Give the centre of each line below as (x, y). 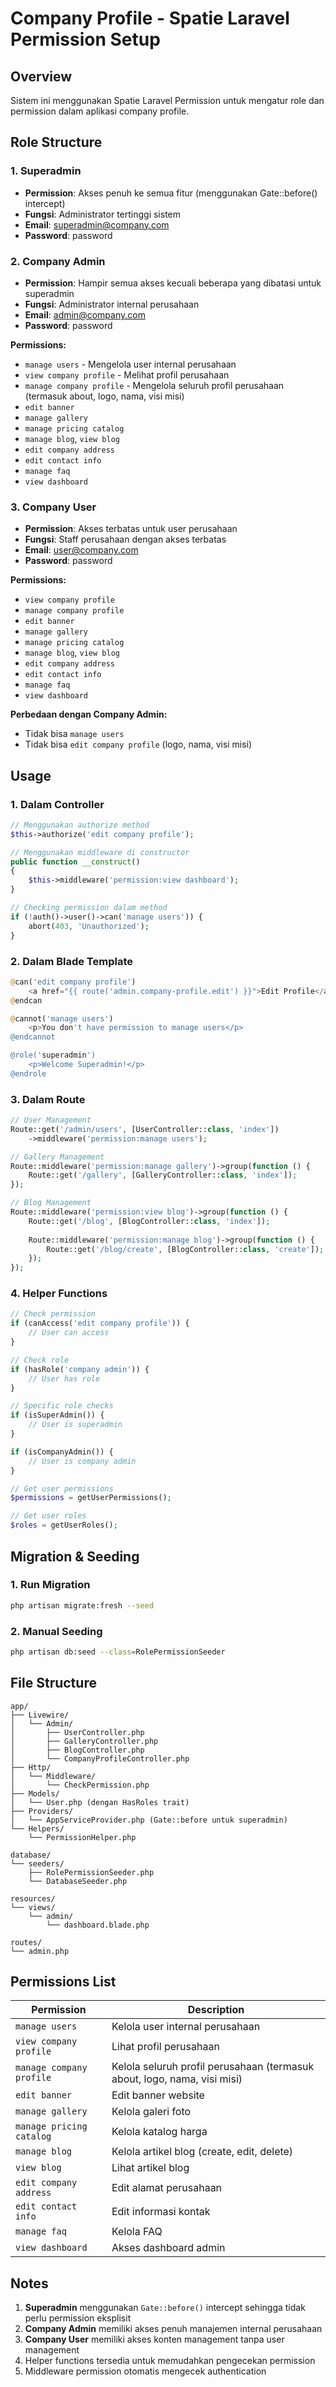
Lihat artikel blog (150, 2168)
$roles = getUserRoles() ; (64, 1525)
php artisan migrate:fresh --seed (82, 1605)
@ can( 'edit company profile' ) (73, 982)
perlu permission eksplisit (78, 2318)
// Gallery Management (57, 1157)
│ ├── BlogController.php (77, 1750)
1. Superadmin (46, 171)
